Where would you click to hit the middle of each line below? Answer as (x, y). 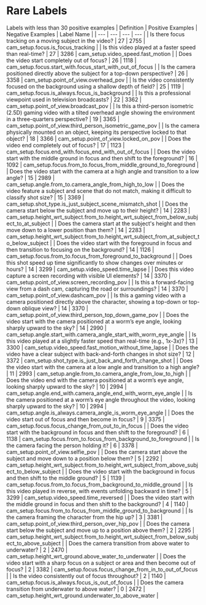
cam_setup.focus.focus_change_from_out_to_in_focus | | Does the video (97, 426)
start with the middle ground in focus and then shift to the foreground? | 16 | (102, 158)
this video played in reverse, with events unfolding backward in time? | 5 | (99, 491)
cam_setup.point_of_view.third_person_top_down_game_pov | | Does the (97, 314)
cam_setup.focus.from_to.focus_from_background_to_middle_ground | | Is (100, 484)
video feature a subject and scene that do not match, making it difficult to (99, 190)
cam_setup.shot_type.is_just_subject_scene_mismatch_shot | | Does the (97, 204)
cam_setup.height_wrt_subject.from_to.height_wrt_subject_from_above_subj (102, 465)
